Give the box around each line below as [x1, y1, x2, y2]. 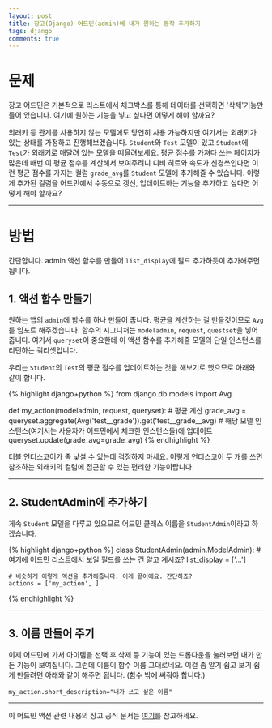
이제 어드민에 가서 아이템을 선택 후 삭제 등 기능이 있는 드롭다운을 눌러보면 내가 [8, 649, 255, 659]
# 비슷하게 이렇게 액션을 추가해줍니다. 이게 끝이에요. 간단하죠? [8, 572, 193, 580]
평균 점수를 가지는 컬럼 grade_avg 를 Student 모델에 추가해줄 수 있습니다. [16, 168, 245, 178]
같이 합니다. [8, 372, 46, 382]
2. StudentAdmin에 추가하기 [8, 495, 147, 509]
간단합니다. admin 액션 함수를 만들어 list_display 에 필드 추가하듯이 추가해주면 [8, 256, 261, 266]
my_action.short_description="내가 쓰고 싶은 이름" [8, 687, 172, 696]
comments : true [8, 34, 60, 43]
